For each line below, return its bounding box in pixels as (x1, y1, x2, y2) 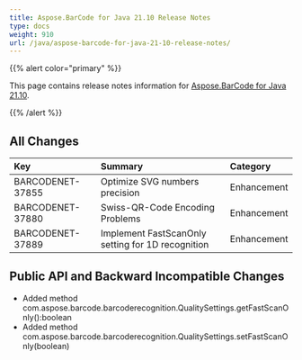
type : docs (9, 22, 50, 31)
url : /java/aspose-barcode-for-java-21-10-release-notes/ (9, 38, 231, 48)
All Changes (9, 133, 79, 148)
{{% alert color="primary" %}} (9, 63, 122, 74)
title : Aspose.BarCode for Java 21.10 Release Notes (9, 13, 211, 22)
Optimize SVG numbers (100, 175, 200, 188)
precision (100, 186, 140, 199)
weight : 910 (9, 30, 54, 39)
